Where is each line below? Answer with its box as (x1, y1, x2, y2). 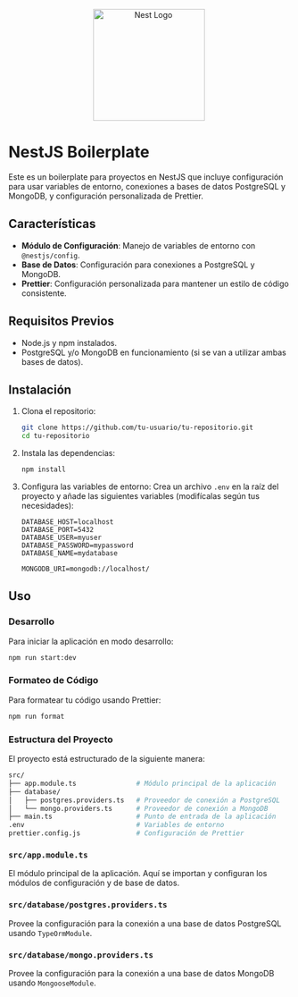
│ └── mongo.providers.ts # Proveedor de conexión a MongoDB (8, 804, 269, 813)
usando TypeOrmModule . (8, 927, 93, 938)
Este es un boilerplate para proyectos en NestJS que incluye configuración (8, 171, 284, 182)
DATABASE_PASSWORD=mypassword (21, 541, 135, 550)
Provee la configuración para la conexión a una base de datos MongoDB (8, 967, 275, 978)
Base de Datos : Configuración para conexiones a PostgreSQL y (21, 259, 255, 270)
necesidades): (21, 501, 74, 511)
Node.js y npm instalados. (21, 337, 118, 348)
